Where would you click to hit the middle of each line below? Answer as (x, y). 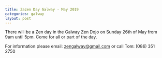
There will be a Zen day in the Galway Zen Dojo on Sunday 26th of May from (81, 32)
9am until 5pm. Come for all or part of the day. (51, 37)
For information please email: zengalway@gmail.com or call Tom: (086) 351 (80, 46)
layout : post (18, 18)
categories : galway (25, 14)
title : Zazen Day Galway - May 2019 (42, 9)
